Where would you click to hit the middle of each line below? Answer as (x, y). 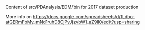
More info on (19, 17)
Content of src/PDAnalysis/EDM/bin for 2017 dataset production (72, 7)
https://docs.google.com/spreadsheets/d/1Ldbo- (84, 17)
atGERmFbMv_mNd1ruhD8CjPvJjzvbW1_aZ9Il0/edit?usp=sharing (73, 22)
